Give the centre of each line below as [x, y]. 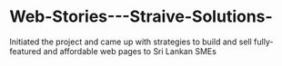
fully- [263, 42]
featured [25, 51]
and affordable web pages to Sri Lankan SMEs [130, 51]
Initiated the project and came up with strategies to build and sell [131, 42]
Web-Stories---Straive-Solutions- [141, 17]
